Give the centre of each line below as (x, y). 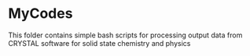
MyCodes (40, 14)
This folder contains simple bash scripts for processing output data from (125, 35)
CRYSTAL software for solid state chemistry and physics (99, 43)
